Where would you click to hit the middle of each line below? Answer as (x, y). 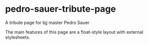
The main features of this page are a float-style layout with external (74, 32)
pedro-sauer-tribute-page (61, 9)
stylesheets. (18, 37)
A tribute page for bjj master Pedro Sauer (47, 22)
